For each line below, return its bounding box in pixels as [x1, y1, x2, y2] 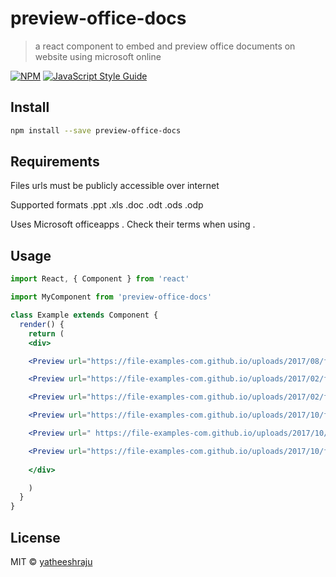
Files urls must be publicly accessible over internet [10, 180, 220, 192]
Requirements [10, 153, 100, 171]
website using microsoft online [34, 50, 162, 62]
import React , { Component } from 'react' [10, 274, 190, 284]
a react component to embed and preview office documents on [34, 40, 296, 52]
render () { [19, 319, 65, 329]
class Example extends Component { [10, 310, 159, 320]
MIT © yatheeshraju [10, 555, 93, 567]
